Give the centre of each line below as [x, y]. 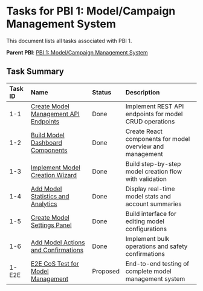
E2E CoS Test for [55, 263]
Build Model [47, 135]
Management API [55, 114]
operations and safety [156, 246]
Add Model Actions [58, 242]
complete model [148, 271]
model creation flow [154, 171]
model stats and [148, 196]
